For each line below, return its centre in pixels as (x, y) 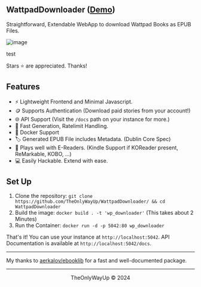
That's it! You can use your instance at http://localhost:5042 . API (88, 237)
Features (23, 87)
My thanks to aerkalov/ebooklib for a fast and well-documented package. (97, 261)
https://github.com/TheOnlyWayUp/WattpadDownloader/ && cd (90, 202)
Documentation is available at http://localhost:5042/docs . (79, 243)
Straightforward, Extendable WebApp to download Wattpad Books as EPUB (99, 24)
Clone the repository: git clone (54, 196)
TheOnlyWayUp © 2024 (100, 278)
